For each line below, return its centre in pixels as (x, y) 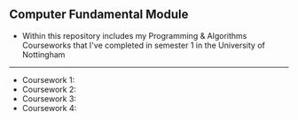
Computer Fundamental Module (99, 15)
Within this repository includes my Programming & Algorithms (134, 35)
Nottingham (43, 54)
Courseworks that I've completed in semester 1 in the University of (144, 45)
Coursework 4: (49, 108)
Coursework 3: (49, 98)
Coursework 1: (48, 79)
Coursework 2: (49, 89)
